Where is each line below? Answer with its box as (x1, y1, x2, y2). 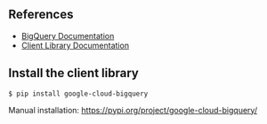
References (8, 7, 74, 22)
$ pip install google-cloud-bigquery (8, 89, 149, 98)
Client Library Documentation (20, 40, 130, 50)
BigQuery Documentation (20, 30, 115, 41)
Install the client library (8, 66, 139, 81)
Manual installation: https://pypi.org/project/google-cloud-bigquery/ (8, 105, 258, 115)
